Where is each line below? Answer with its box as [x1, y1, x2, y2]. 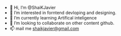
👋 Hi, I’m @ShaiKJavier [9, 5, 56, 10]
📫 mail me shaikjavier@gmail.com [9, 26, 80, 31]
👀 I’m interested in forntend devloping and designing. [9, 10, 117, 16]
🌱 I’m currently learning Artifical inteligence [9, 15, 97, 20]
